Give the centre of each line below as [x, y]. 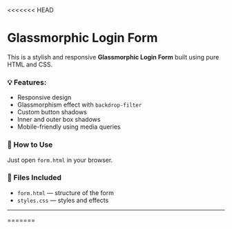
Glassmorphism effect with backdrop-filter [79, 105]
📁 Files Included [35, 178]
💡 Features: [27, 82]
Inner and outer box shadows [59, 120]
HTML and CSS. [30, 64]
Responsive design [44, 98]
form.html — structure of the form [66, 192]
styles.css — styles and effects [63, 200]
